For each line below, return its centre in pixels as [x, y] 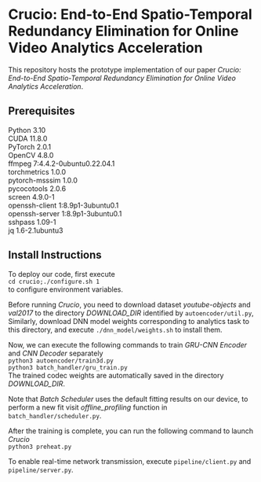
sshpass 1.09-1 [32, 222]
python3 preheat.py [40, 447]
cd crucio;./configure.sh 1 [54, 281]
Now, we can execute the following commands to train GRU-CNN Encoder [128, 344]
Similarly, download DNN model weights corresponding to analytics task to [129, 321]
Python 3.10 [27, 130]
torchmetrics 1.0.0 [37, 171]
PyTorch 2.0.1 [30, 146]
